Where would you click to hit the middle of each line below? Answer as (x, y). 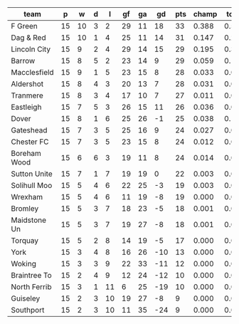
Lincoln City (31, 49)
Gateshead (29, 130)
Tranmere (27, 95)
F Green (24, 26)
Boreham (26, 153)
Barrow (23, 61)
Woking (24, 264)
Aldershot (27, 84)
